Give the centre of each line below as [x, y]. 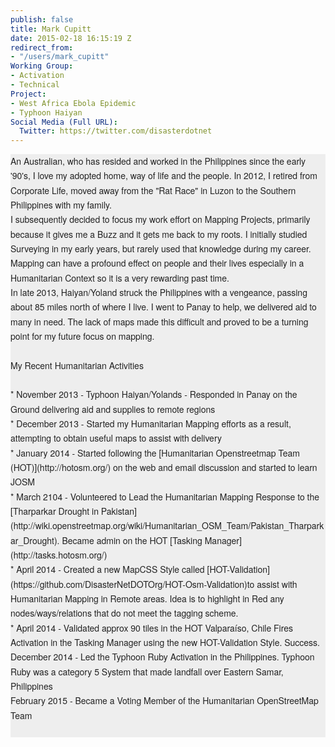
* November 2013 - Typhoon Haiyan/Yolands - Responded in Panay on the [154, 394]
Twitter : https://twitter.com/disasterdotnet [116, 131]
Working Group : [42, 66]
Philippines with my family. [61, 205]
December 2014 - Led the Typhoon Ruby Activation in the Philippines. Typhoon [162, 657]
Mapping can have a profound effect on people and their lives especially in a [157, 263]
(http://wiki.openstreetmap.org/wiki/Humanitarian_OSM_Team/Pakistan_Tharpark [167, 526]
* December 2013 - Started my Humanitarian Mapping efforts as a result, [151, 424]
